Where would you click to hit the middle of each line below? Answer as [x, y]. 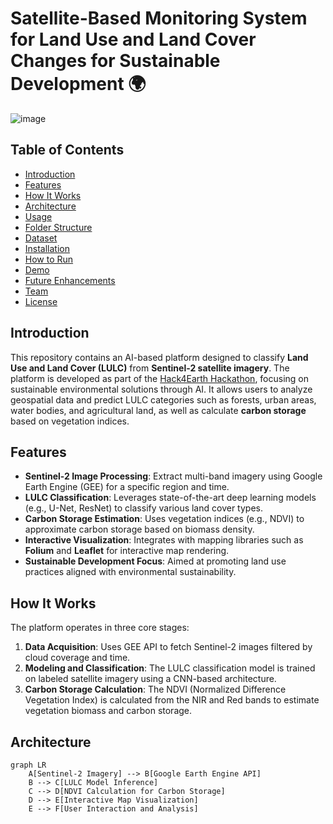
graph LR [28, 765]
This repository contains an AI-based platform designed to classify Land [159, 357]
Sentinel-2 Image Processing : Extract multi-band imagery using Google [173, 476]
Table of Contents [67, 150]
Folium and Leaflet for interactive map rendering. [127, 551]
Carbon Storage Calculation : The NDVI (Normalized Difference [155, 689]
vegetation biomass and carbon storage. [108, 711]
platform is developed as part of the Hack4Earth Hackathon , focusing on [160, 378]
